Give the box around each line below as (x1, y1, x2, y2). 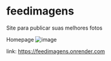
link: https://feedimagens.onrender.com (6, 47, 105, 55)
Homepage (6, 36, 35, 43)
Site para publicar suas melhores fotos (6, 24, 103, 31)
